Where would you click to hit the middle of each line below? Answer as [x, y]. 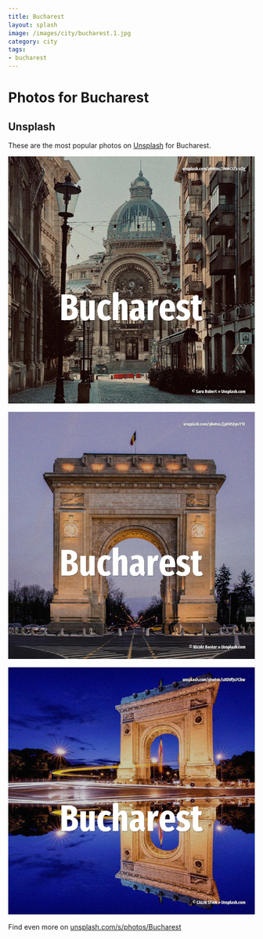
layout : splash [33, 25]
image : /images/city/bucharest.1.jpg [70, 33]
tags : [17, 50]
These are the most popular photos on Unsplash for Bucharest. [110, 146]
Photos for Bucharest [79, 98]
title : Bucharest [36, 16]
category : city [33, 42]
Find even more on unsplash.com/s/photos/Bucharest [95, 927]
